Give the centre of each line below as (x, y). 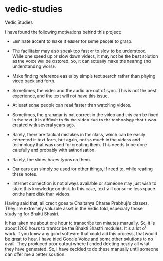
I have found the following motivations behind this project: (63, 32)
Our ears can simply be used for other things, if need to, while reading (82, 169)
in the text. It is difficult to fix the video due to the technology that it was (84, 120)
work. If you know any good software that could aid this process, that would (81, 233)
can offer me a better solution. (35, 254)
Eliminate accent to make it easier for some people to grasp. (72, 41)
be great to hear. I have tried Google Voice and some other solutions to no (79, 239)
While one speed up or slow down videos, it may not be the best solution (85, 56)
